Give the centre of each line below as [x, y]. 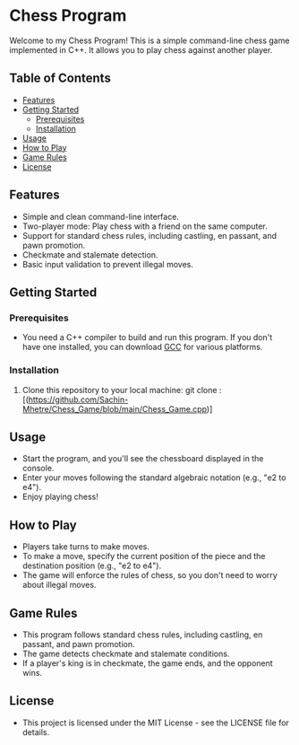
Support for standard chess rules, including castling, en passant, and [149, 235]
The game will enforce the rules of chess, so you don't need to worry [149, 575]
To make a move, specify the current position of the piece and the [144, 557]
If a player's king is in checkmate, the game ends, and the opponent [147, 663]
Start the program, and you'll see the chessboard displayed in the [143, 459]
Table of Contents [60, 79]
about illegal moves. [59, 585]
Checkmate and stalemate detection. [90, 254]
